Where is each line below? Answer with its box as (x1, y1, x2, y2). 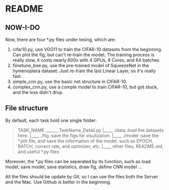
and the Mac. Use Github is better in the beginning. (5, 179, 111, 185)
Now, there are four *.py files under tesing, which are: (5, 36, 116, 42)
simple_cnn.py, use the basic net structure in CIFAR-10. (12, 79, 127, 84)
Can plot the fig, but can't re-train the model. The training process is (12, 52, 155, 58)
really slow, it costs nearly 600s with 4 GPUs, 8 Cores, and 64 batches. (12, 57, 161, 63)
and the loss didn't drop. (12, 89, 64, 95)
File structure (5, 104, 48, 113)
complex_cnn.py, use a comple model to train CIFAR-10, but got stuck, (12, 84, 158, 90)
